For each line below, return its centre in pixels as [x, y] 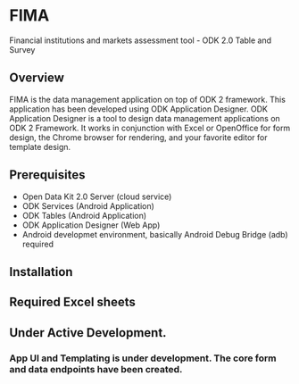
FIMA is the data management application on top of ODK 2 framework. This [147, 99]
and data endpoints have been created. [96, 369]
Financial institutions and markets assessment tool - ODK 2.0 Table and [141, 40]
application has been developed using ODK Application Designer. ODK [138, 109]
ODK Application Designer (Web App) [91, 225]
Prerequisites [47, 175]
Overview [37, 78]
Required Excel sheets [73, 302]
